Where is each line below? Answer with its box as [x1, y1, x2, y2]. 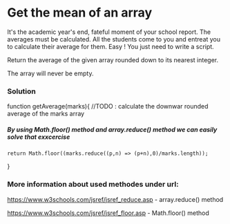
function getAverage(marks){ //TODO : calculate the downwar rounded [7, 102, 209, 111]
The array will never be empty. [7, 69, 94, 77]
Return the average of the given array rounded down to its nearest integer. [7, 55, 219, 64]
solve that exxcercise [7, 133, 70, 141]
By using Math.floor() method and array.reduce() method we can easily [7, 125, 218, 133]
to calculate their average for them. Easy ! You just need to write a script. [7, 42, 214, 50]
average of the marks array [7, 109, 85, 118]
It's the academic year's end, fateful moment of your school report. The [7, 28, 211, 36]
